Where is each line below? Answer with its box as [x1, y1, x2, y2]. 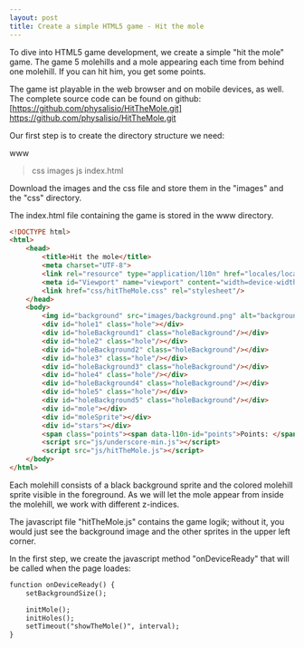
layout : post [9, 13, 59, 23]
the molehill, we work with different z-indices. [9, 498, 180, 509]
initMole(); [25, 604, 71, 614]
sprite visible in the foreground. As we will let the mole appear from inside [9, 488, 284, 499]
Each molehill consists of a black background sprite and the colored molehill [9, 479, 293, 490]
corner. [9, 536, 36, 546]
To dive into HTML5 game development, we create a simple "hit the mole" [9, 46, 285, 57]
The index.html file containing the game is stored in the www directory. [9, 209, 274, 220]
